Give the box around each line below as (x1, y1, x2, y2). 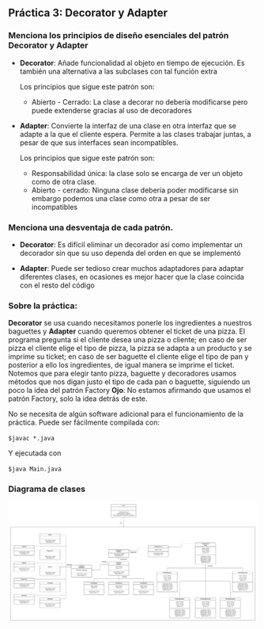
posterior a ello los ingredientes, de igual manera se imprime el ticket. (8, 360, 235, 370)
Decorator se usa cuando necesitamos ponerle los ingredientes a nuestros (8, 318, 252, 328)
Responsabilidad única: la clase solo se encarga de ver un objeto (31, 168, 243, 177)
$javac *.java (8, 435, 55, 443)
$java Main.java (8, 465, 62, 474)
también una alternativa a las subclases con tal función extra (19, 67, 217, 76)
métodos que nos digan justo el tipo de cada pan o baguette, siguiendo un (8, 377, 251, 387)
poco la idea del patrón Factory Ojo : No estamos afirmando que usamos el (8, 386, 251, 395)
